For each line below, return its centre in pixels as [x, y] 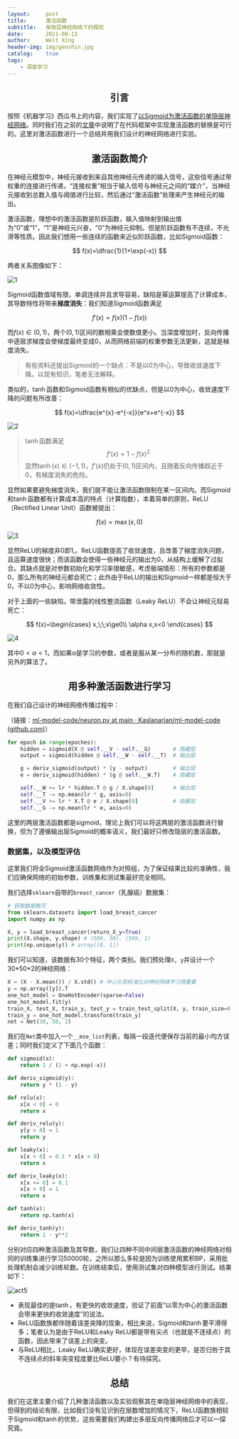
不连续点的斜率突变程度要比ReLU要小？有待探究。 [91, 1359]
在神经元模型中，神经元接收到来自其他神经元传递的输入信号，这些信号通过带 [119, 177]
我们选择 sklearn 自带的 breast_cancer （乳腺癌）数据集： [89, 892]
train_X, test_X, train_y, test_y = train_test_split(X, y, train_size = [117, 1009]
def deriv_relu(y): [36, 1124]
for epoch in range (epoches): [52, 742]
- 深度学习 [34, 67]
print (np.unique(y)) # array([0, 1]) [63, 945]
